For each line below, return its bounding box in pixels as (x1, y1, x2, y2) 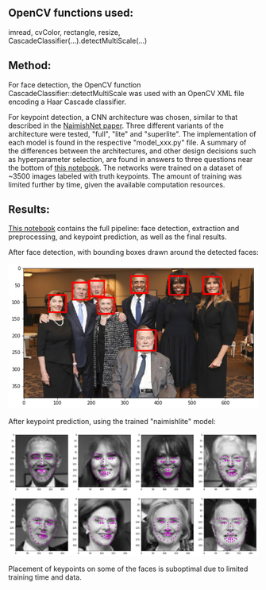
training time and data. (8, 573, 82, 582)
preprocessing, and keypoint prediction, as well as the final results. (8, 232, 227, 241)
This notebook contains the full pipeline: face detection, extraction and (8, 224, 240, 233)
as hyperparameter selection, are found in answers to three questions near (8, 154, 253, 164)
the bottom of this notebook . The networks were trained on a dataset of (8, 163, 243, 172)
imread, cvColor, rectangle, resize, (8, 27, 121, 37)
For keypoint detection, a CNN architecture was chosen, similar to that (8, 112, 238, 121)
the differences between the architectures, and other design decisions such (8, 146, 256, 156)
